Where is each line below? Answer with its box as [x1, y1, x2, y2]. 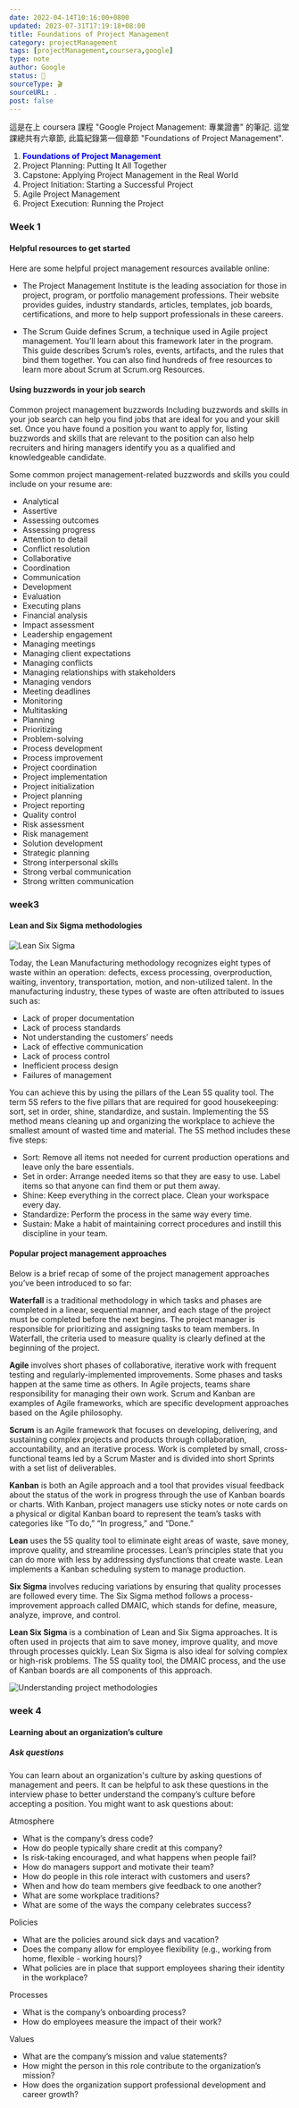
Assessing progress [21, 524, 96, 535]
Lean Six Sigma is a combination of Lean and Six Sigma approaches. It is [9, 1627, 278, 1638]
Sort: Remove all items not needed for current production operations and [21, 1151, 290, 1162]
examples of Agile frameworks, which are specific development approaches [9, 1398, 289, 1409]
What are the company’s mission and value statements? [21, 2051, 228, 2062]
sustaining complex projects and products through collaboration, [9, 1434, 247, 1445]
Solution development [21, 838, 104, 848]
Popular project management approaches [9, 1248, 167, 1259]
